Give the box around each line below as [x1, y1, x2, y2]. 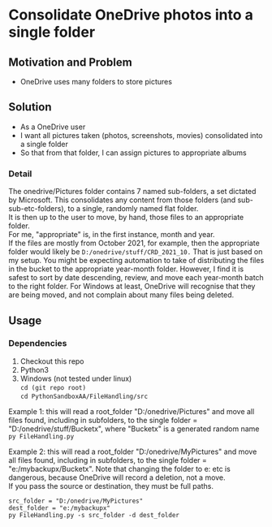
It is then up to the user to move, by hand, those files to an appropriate [8, 213, 244, 222]
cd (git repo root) [19, 383, 87, 391]
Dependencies [8, 338, 67, 349]
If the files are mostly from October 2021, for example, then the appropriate [8, 238, 260, 248]
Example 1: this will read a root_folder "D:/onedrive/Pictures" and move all [8, 406, 255, 416]
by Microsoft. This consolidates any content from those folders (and [8, 195, 236, 205]
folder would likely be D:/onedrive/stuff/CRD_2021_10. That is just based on [8, 247, 263, 257]
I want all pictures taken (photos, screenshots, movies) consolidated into [19, 130, 263, 140]
